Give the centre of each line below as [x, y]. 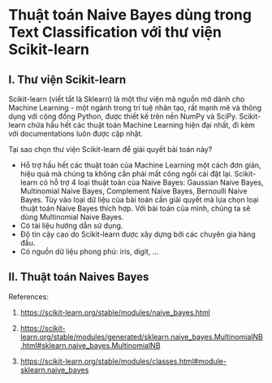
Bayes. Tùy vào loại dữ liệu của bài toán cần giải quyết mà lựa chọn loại [139, 200]
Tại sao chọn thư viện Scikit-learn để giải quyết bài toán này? [110, 149]
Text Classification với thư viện [115, 32]
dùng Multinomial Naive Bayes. [72, 217]
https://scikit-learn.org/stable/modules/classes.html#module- [123, 361]
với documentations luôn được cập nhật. [76, 133]
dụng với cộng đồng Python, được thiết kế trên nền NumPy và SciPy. [123, 116]
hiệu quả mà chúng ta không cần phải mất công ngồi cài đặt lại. [126, 174]
